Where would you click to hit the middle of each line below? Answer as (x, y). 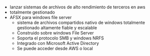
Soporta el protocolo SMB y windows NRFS (60, 38)
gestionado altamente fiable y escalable (57, 28)
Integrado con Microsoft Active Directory (58, 43)
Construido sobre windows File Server (55, 33)
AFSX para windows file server (41, 17)
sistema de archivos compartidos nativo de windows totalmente (81, 22)
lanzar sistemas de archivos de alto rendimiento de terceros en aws (77, 7)
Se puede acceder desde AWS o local (55, 48)
